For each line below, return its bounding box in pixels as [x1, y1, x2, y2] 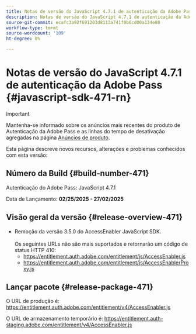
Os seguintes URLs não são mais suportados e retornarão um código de [14, 240, 188, 247]
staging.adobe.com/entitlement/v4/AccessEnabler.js [6, 321, 132, 328]
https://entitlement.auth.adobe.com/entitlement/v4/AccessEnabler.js [6, 304, 171, 311]
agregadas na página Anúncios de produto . [6, 134, 110, 141]
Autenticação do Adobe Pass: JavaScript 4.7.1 [6, 184, 116, 191]
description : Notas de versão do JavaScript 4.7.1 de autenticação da [6, 14, 181, 20]
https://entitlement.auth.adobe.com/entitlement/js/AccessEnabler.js [23, 253, 186, 260]
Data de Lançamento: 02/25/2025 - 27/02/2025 [6, 195, 124, 202]
